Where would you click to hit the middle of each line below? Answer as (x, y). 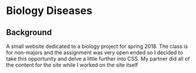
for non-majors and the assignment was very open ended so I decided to (95, 53)
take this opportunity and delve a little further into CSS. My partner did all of (98, 59)
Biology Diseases (49, 11)
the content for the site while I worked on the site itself (72, 65)
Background (29, 32)
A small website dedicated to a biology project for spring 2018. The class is (97, 46)
